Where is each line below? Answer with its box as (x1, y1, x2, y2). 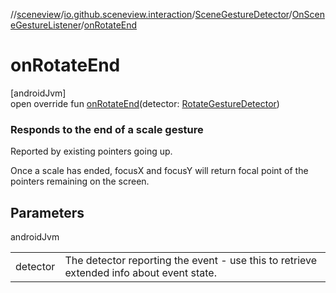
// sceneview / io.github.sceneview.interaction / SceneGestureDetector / (10, 9, 293, 20)
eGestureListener (10, 19, 82, 31)
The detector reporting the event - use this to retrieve (64, 254, 318, 268)
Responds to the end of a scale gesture (10, 122, 204, 136)
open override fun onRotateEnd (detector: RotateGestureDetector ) (10, 97, 280, 109)
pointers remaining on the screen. (10, 175, 150, 188)
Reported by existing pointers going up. (10, 145, 173, 158)
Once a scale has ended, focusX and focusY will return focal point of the (10, 165, 309, 177)
